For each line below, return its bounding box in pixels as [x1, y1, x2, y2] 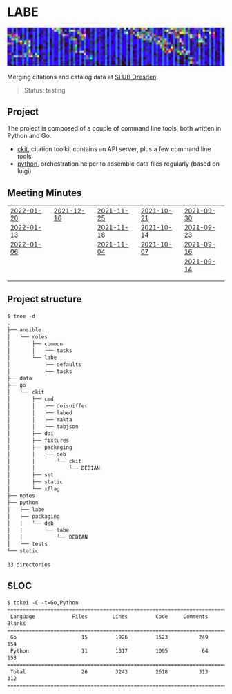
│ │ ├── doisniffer [7, 402, 88, 409]
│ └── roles [7, 333, 48, 340]
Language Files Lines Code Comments [10, 613, 209, 620]
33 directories [7, 561, 51, 568]
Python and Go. [7, 132, 52, 140]
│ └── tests [7, 540, 48, 548]
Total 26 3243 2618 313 [10, 668, 209, 675]
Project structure [7, 293, 82, 305]
